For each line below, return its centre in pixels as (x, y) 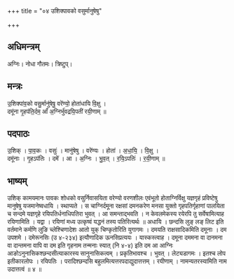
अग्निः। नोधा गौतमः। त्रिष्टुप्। (40, 64)
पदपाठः (19, 134)
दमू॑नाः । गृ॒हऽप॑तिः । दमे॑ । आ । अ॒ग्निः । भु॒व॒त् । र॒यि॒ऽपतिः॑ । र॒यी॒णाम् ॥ (86, 159)
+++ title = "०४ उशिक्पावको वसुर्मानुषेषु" (55, 11)
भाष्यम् (17, 181)
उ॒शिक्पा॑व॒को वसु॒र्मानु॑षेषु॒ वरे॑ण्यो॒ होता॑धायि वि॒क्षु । (57, 103)
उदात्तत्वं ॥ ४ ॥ (25, 269)
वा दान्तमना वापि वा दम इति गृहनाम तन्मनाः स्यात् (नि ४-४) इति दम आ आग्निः (90, 245)
